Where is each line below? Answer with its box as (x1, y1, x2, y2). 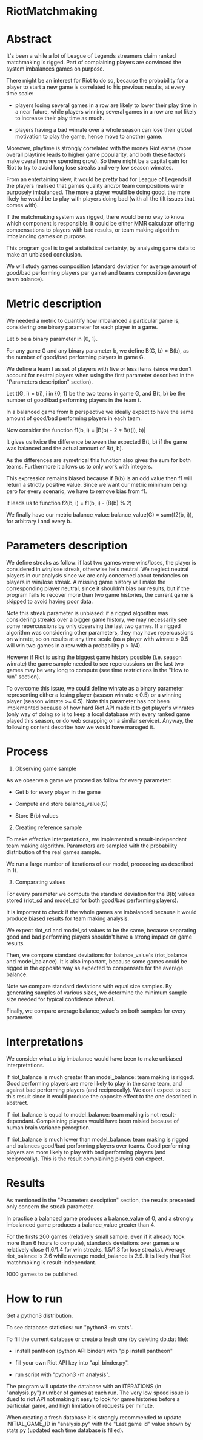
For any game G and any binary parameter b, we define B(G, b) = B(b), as (6, 347, 189, 354)
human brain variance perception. (6, 1123, 91, 1131)
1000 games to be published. (6, 1270, 79, 1278)
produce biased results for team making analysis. (6, 915, 129, 922)
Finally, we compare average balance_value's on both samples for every (6, 1007, 186, 1015)
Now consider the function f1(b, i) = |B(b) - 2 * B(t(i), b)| (6, 427, 146, 434)
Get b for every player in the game (15, 788, 101, 796)
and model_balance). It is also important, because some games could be (6, 957, 188, 965)
